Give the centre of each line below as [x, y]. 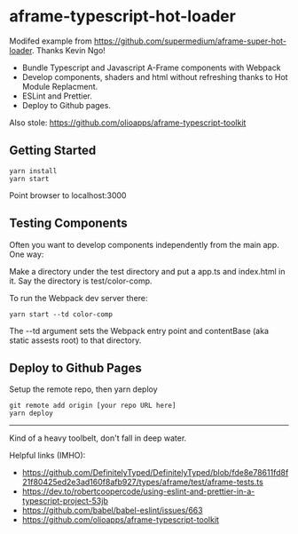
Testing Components [68, 223]
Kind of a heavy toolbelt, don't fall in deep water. [98, 438]
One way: [27, 254]
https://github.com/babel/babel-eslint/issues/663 [112, 510]
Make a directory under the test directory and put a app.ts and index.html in [147, 271]
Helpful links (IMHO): [47, 456]
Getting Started [53, 151]
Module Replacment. [60, 86]
